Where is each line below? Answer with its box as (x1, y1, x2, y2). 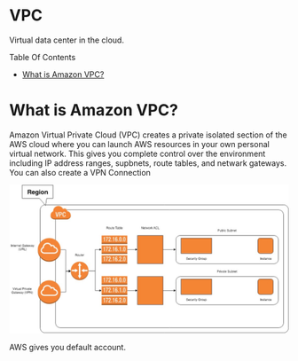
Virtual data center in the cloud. (9, 35, 124, 45)
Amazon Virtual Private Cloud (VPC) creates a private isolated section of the (9, 129, 287, 140)
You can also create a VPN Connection (9, 167, 151, 177)
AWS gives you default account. (9, 341, 127, 352)
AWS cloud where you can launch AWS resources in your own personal (9, 138, 271, 149)
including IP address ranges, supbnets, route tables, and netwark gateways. (9, 157, 286, 169)
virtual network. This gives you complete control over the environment (9, 148, 266, 159)
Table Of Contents (9, 51, 76, 62)
